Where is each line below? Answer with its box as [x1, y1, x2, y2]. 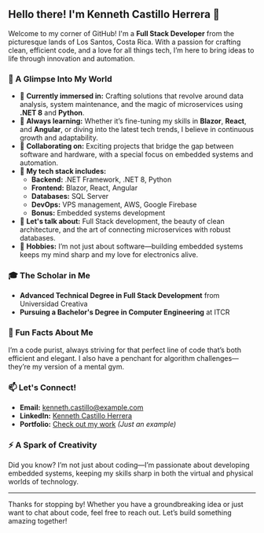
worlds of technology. [8, 477, 79, 487]
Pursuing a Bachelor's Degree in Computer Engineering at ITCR [19, 307, 230, 317]
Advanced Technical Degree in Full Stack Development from [19, 291, 220, 300]
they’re [8, 362, 31, 371]
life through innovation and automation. [8, 53, 135, 63]
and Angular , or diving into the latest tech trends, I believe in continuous [19, 125, 255, 134]
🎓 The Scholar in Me [8, 270, 90, 281]
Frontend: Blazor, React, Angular [31, 183, 138, 193]
